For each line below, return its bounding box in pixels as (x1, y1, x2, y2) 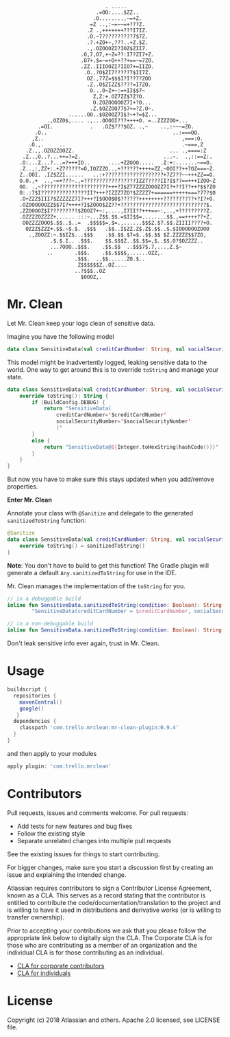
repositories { (13, 692, 57, 699)
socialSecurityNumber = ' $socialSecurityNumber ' (55, 418, 192, 425)
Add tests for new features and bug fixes (16, 822, 133, 830)
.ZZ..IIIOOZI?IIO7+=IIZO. (80, 63, 155, 70)
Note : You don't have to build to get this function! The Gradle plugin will (7, 561, 209, 570)
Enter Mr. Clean (7, 495, 53, 504)
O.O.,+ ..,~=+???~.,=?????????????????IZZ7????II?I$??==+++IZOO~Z (19, 177, 216, 184)
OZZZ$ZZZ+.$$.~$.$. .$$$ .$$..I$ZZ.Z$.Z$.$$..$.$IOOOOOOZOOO (25, 225, 210, 232)
